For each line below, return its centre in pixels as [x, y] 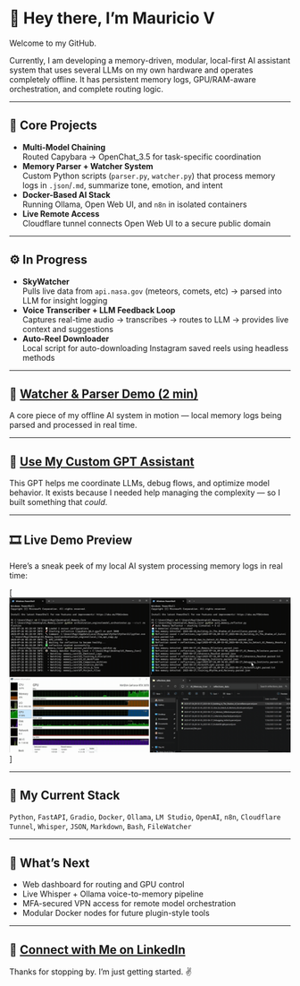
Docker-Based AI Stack [66, 194]
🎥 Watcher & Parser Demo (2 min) [104, 394]
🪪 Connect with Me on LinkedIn [97, 950]
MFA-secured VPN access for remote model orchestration [129, 904]
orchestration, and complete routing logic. [86, 89]
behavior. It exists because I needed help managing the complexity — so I [145, 493]
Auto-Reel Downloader [66, 339]
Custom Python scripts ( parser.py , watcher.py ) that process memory [149, 176]
